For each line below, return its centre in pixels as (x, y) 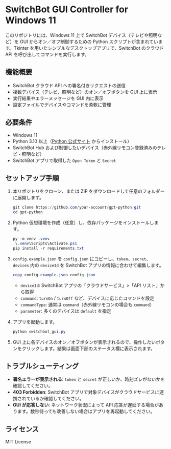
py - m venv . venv (31, 239)
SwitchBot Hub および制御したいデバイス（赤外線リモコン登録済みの (85, 148)
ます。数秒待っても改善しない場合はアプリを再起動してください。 (86, 412)
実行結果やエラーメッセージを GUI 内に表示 (58, 98)
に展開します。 (28, 198)
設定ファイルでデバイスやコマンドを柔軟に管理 (62, 105)
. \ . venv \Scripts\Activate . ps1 (45, 243)
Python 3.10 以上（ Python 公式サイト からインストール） (72, 141)
